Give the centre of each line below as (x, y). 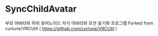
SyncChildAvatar (41, 9)
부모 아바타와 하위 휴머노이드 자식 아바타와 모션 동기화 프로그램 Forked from (79, 23)
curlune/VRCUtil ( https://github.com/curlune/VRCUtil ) (61, 28)
